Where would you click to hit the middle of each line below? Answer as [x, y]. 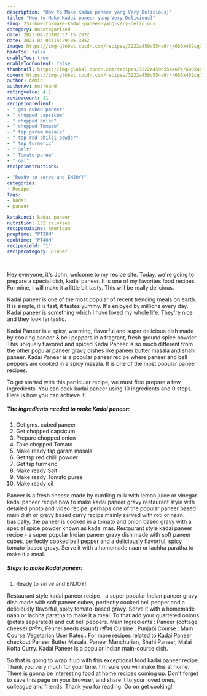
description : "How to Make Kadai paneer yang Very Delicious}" [90, 12]
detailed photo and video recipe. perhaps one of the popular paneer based [101, 508]
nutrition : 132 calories [39, 223]
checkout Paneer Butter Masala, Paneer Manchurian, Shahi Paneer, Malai [100, 642]
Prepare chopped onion [46, 438]
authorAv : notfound [32, 87]
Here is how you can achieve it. [47, 395]
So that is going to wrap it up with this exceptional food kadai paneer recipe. [103, 660]
